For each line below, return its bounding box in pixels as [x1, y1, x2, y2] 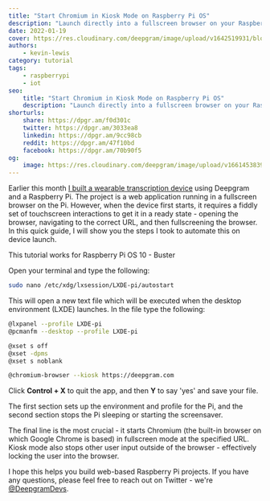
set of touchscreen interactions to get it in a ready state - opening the [8, 209, 239, 219]
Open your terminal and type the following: [8, 266, 150, 276]
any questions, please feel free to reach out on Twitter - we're [8, 475, 213, 485]
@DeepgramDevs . [8, 484, 69, 494]
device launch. [8, 235, 57, 244]
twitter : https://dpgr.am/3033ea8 [22, 124, 138, 132]
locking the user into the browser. [8, 451, 120, 461]
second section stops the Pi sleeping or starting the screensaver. [8, 410, 223, 420]
